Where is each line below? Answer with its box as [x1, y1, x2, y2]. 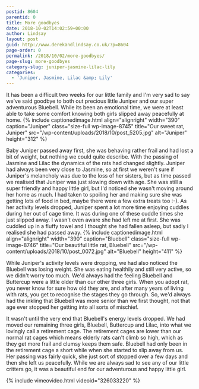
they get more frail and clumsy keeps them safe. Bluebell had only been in [6, 340, 188, 347]
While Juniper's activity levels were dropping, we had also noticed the [6, 260, 178, 267]
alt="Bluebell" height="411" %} [107, 248, 183, 255]
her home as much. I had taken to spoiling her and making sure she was [6, 191, 182, 198]
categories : [6, 69, 36, 75]
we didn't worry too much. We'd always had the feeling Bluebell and [6, 272, 173, 279]
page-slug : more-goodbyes [6, 58, 70, 64]
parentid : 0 [6, 14, 36, 20]
